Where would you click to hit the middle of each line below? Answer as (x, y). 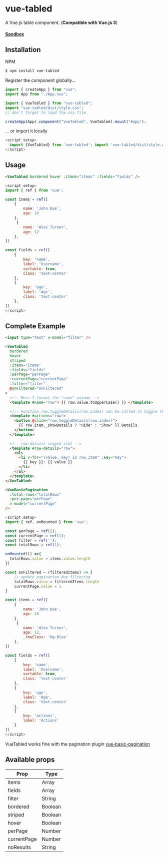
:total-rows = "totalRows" (35, 494)
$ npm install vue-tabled (32, 71)
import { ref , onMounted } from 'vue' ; (47, 522)
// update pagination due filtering (52, 577)
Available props (30, 760)
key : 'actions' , (40, 716)
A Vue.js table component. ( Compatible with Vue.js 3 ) (61, 22)
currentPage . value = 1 (38, 586)
